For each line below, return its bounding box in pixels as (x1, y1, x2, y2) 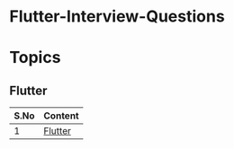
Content (43, 110, 79, 122)
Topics (9, 48, 61, 68)
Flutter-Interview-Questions (9, 6, 225, 27)
